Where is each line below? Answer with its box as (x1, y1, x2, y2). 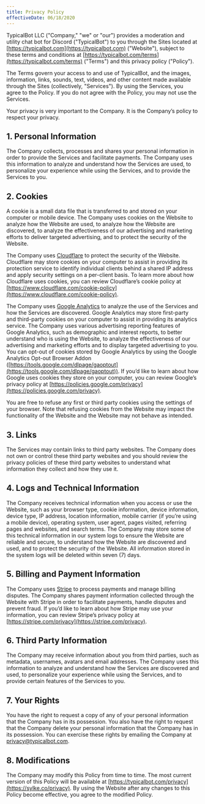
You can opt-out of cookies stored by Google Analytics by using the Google (6, 348, 197, 355)
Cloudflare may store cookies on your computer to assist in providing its (6, 258, 188, 266)
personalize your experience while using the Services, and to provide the (6, 167, 191, 174)
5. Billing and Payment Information (6, 569, 141, 580)
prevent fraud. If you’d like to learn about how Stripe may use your (6, 605, 173, 612)
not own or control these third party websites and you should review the (6, 452, 188, 459)
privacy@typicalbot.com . (6, 737, 70, 745)
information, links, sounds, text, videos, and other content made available (6, 76, 192, 83)
